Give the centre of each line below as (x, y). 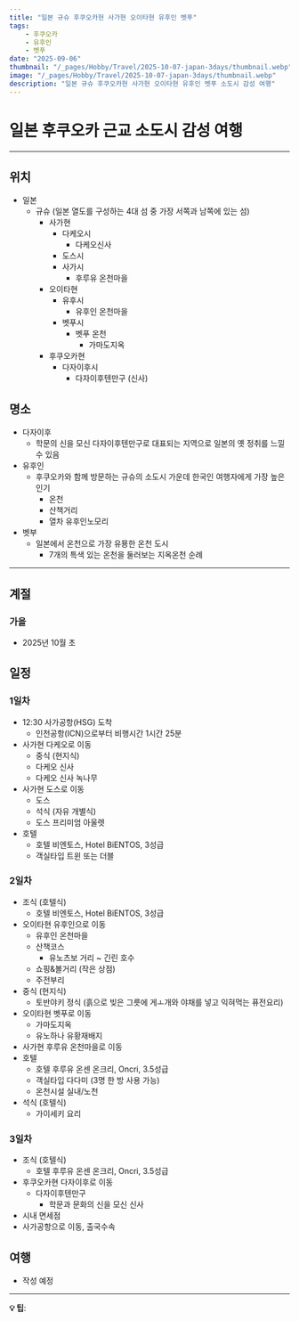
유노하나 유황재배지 (69, 1035)
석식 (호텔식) (44, 1102)
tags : (19, 26)
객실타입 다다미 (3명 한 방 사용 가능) (97, 1080)
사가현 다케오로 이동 (57, 744)
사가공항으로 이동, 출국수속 (69, 1227)
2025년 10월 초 (49, 642)
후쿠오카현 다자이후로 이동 (68, 1182)
